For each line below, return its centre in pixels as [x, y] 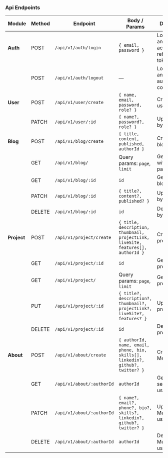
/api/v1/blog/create [79, 142]
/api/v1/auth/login [78, 48]
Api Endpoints [23, 8]
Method [40, 24]
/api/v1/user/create [79, 103]
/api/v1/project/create [83, 238]
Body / [135, 21]
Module [17, 24]
